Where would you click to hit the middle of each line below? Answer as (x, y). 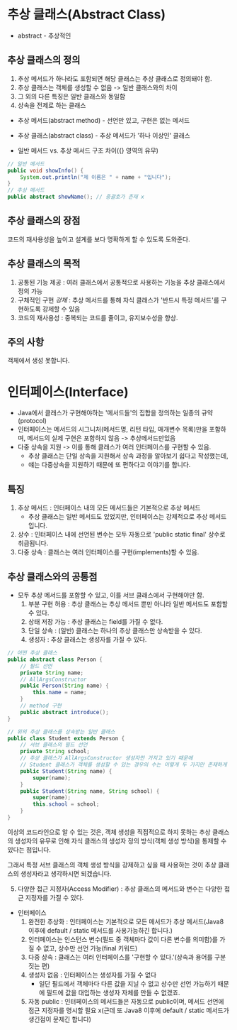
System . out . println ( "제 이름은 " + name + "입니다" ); (96, 177)
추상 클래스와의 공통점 (52, 577)
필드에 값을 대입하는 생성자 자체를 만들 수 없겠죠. (113, 992)
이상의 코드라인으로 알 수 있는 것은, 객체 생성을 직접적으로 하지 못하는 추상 (109, 832)
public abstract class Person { (55, 659)
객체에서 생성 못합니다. (39, 361)
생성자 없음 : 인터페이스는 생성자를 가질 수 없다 (92, 975)
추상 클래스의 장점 (44, 221)
